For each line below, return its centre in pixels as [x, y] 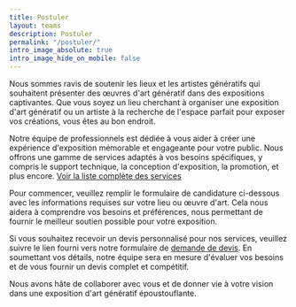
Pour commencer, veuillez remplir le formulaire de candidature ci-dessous [144, 193]
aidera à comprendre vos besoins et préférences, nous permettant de [136, 212]
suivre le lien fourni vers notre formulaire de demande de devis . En [131, 248]
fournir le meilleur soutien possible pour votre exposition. [113, 221]
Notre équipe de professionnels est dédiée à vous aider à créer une [132, 138]
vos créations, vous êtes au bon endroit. [82, 121]
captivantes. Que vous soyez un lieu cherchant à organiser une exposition [144, 102]
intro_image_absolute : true [61, 50]
